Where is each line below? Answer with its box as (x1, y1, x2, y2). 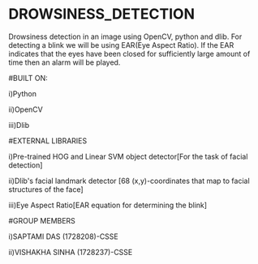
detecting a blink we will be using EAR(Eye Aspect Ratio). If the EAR (8, 40, 234, 49)
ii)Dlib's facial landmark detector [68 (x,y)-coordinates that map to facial (8, 176, 250, 185)
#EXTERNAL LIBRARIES (8, 135, 88, 146)
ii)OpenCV (8, 104, 43, 114)
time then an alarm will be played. (8, 57, 121, 67)
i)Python (8, 88, 37, 98)
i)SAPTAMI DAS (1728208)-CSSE (8, 232, 119, 241)
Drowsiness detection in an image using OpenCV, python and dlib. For (8, 32, 243, 41)
